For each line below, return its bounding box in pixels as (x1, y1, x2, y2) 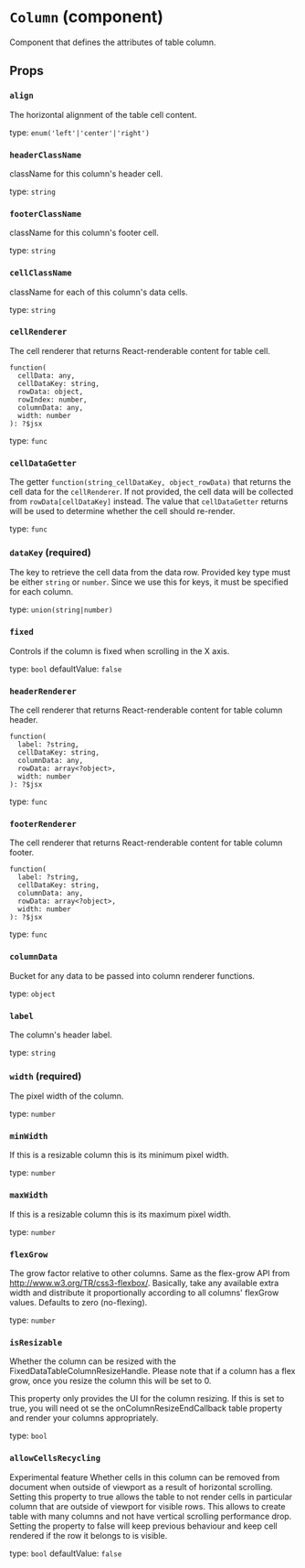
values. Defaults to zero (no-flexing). (9, 1297, 148, 1308)
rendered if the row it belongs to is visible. (9, 1530, 168, 1541)
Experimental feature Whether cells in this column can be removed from (9, 1471, 280, 1483)
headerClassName (9, 149, 82, 160)
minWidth (9, 1132, 48, 1142)
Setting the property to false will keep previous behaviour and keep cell (9, 1520, 278, 1531)
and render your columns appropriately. (9, 1412, 159, 1423)
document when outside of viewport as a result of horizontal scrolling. (9, 1481, 274, 1492)
